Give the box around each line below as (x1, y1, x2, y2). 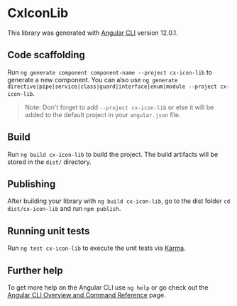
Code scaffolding (7, 49, 85, 61)
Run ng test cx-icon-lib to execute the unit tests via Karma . (7, 244, 186, 253)
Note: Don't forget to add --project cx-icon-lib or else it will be (24, 103, 214, 111)
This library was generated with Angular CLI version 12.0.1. (7, 28, 178, 37)
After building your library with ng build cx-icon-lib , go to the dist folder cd (7, 197, 231, 205)
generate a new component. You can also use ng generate (7, 75, 178, 84)
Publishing (7, 177, 56, 190)
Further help (7, 264, 64, 276)
